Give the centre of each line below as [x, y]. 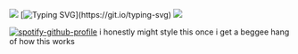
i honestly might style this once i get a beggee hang [195, 32]
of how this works [42, 41]
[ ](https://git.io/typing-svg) [96, 15]
